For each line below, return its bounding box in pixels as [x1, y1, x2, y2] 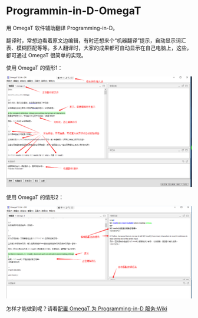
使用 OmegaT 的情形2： [6, 194, 64, 201]
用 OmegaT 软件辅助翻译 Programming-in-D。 [6, 24, 118, 31]
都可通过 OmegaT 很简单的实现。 [6, 51, 87, 58]
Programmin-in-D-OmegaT [6, 4, 141, 18]
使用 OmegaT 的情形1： [6, 64, 63, 71]
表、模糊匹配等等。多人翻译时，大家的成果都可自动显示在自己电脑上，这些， [6, 44, 192, 51]
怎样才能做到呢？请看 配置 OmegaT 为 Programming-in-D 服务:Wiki [6, 305, 168, 312]
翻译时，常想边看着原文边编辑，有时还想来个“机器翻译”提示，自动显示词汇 [6, 37, 187, 44]
